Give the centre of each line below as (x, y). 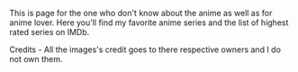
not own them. (36, 59)
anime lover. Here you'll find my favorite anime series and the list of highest (149, 22)
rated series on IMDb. (50, 32)
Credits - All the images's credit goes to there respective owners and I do (145, 49)
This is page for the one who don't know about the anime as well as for (141, 13)
